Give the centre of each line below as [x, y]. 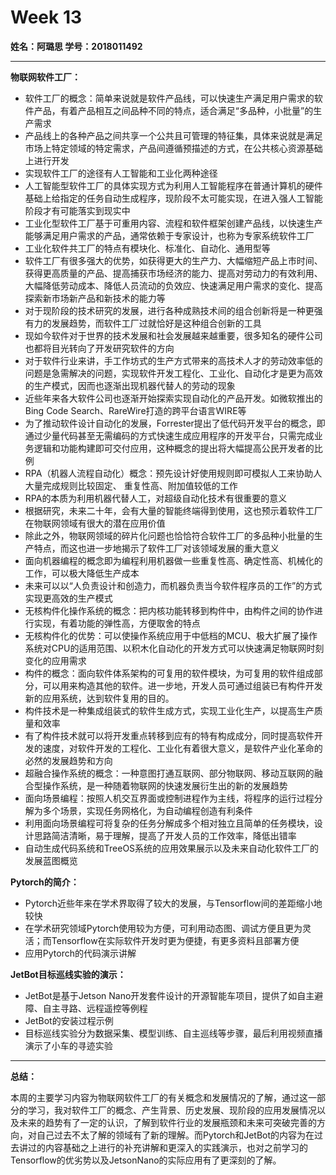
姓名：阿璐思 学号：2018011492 [76, 46]
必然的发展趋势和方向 [68, 760]
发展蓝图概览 [51, 860]
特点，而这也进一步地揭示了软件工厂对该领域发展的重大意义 [156, 548]
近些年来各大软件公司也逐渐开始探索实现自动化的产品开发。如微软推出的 [173, 398]
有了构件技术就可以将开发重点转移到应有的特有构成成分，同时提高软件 [169, 735]
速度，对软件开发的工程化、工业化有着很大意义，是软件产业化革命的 [182, 748]
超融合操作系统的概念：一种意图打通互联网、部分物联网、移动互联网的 [169, 773]
